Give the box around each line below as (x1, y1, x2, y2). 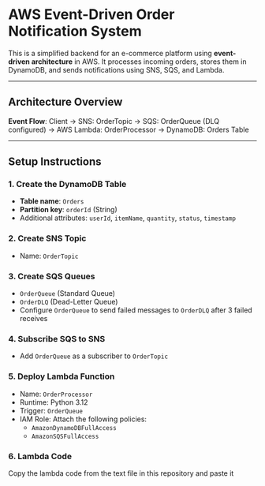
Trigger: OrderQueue (19, 406, 84, 415)
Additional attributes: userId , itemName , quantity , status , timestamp (19, 213, 237, 222)
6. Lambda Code (8, 450, 73, 462)
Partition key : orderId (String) (19, 205, 118, 215)
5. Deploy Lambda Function (8, 371, 115, 382)
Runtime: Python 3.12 (19, 397, 88, 407)
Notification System (8, 22, 142, 40)
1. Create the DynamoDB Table (8, 179, 127, 190)
